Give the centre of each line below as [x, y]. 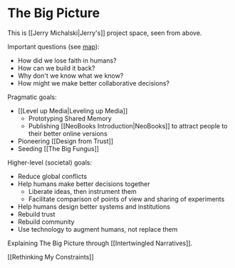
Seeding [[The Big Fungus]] [58, 148]
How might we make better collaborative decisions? [93, 83]
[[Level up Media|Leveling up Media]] [73, 110]
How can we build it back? [56, 68]
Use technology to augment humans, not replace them [98, 229]
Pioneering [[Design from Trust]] [66, 141]
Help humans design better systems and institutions [94, 206]
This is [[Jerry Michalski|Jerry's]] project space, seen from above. [105, 33]
